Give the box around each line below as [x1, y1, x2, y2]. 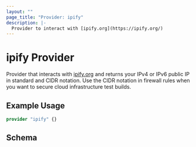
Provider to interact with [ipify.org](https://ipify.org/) [11, 25, 163, 32]
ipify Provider [6, 51, 75, 64]
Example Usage [6, 101, 65, 111]
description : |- [6, 20, 46, 26]
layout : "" [6, 8, 33, 15]
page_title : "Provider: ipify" [6, 14, 84, 20]
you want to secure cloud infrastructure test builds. [6, 83, 132, 90]
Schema [6, 133, 37, 143]
